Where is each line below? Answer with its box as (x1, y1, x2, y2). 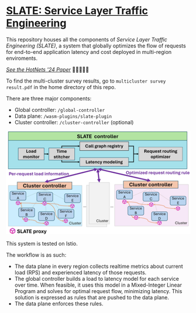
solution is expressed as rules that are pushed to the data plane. (14, 294, 170, 301)
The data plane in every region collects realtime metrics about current (14, 263, 183, 270)
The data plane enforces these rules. (14, 300, 104, 307)
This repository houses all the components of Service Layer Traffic (6, 36, 168, 43)
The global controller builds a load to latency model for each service (14, 275, 180, 283)
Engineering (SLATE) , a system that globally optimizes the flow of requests (6, 42, 186, 49)
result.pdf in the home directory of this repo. (6, 83, 116, 90)
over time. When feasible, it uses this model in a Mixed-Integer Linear (14, 281, 183, 288)
